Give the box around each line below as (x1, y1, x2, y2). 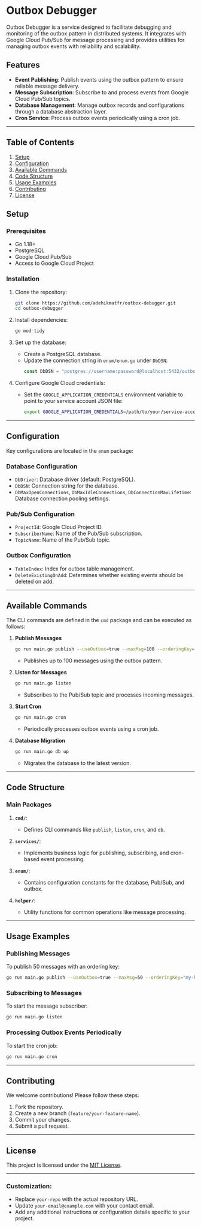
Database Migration (14, 737, 66, 745)
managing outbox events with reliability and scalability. (6, 43, 141, 50)
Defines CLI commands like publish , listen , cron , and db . (23, 826, 165, 833)
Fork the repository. (14, 1103, 64, 1111)
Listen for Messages (14, 669, 67, 676)
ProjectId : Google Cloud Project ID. (14, 524, 103, 531)
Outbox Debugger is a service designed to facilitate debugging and (6, 23, 172, 31)
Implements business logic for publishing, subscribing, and (23, 849, 169, 856)
